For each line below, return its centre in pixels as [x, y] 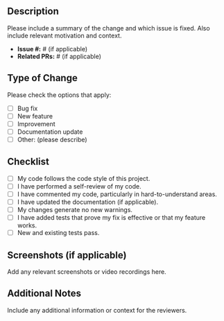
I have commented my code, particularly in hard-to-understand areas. [117, 194]
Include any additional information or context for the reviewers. [97, 310]
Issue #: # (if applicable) [52, 49]
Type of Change [42, 78]
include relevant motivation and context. [64, 35]
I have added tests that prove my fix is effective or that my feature [111, 218]
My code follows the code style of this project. [84, 178]
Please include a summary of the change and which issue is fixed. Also [109, 28]
